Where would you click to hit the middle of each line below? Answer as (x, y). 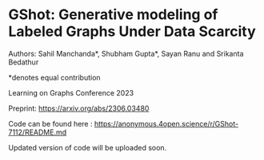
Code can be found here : (51, 123)
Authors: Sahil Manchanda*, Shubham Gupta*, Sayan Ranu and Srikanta (126, 53)
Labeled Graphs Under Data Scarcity (132, 31)
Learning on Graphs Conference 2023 (71, 92)
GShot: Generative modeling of (113, 15)
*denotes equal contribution (55, 77)
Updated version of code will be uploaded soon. (88, 147)
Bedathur (24, 62)
